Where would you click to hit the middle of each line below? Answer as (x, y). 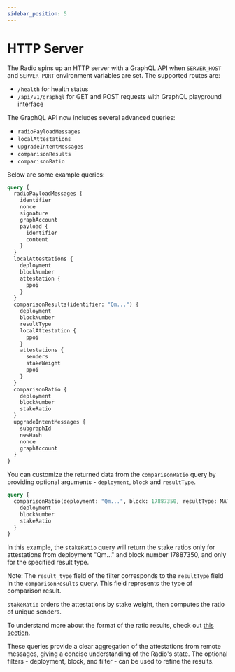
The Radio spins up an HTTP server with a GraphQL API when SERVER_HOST (114, 68)
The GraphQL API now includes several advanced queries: (91, 117)
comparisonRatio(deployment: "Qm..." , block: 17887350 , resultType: (115, 502)
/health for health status (53, 89)
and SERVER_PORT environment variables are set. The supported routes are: (114, 75)
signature (34, 214)
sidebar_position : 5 (37, 14)
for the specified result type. (48, 563)
